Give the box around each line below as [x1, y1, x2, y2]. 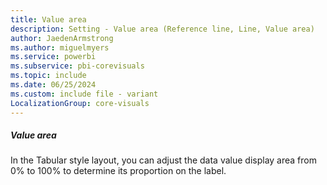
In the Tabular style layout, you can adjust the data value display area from [10, 154, 317, 166]
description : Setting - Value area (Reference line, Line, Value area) [10, 24, 315, 34]
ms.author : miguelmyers [10, 42, 110, 53]
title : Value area [10, 14, 87, 25]
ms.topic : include [10, 71, 87, 81]
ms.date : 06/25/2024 [10, 80, 97, 90]
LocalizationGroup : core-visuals [10, 98, 150, 108]
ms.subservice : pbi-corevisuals [10, 61, 145, 71]
